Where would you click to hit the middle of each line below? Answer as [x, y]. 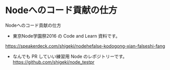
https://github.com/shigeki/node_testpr [54, 62]
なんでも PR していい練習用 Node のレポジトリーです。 [70, 56]
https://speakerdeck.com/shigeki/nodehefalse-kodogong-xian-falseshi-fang [85, 46]
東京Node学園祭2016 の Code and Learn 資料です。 [66, 36]
